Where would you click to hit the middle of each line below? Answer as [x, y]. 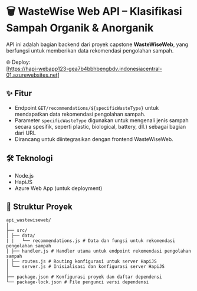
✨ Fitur [19, 94]
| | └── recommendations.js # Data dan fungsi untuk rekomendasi [91, 241]
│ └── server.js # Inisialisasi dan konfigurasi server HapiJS [86, 267]
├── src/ [17, 231]
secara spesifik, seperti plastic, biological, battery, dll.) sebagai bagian [100, 126]
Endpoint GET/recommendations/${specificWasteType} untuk [87, 107]
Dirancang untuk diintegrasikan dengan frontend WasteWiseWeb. [94, 139]
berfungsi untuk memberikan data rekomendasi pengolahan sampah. [90, 50]
